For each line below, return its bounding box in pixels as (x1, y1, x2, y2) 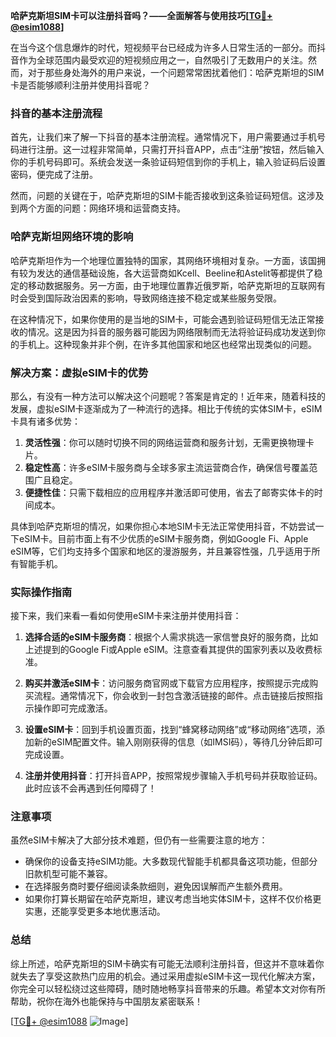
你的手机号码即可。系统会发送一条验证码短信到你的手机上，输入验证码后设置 (10, 156, 326, 168)
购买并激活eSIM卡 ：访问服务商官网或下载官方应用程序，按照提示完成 (24, 677, 310, 689)
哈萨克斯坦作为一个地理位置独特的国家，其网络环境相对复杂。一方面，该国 (10, 254, 317, 266)
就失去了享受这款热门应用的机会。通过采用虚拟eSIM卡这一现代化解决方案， (10, 970, 321, 982)
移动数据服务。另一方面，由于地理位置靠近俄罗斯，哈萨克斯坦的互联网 (27, 279, 317, 291)
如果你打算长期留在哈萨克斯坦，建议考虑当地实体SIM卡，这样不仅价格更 (24, 893, 322, 905)
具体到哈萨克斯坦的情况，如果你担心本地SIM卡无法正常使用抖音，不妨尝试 (10, 520, 316, 532)
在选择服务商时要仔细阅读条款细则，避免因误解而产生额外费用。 (24, 880, 288, 893)
